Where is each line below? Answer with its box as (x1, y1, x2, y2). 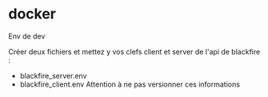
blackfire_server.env (19, 71, 87, 80)
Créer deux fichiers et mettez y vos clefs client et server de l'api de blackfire (8, 46, 261, 56)
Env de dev (8, 31, 46, 41)
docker (8, 5, 56, 23)
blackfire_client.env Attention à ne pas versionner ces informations (19, 79, 240, 89)
